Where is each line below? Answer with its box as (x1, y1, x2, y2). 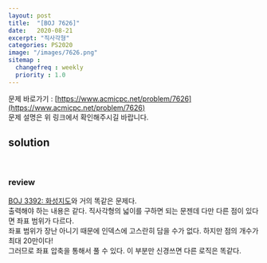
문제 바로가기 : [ (8, 93, 58, 104)
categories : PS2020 (8, 41, 73, 49)
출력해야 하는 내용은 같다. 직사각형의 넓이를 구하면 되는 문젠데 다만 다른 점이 (8, 206, 245, 215)
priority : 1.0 (15, 71, 66, 79)
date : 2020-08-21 (8, 26, 73, 34)
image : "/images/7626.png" (8, 49, 98, 57)
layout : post (8, 11, 52, 20)
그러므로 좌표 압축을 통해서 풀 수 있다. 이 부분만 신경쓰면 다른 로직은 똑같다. (8, 245, 241, 255)
